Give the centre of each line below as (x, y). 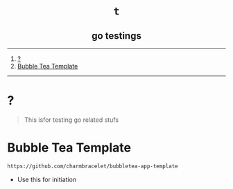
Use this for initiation (47, 179)
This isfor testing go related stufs (71, 120)
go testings (116, 36)
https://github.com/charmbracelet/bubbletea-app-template (93, 166)
